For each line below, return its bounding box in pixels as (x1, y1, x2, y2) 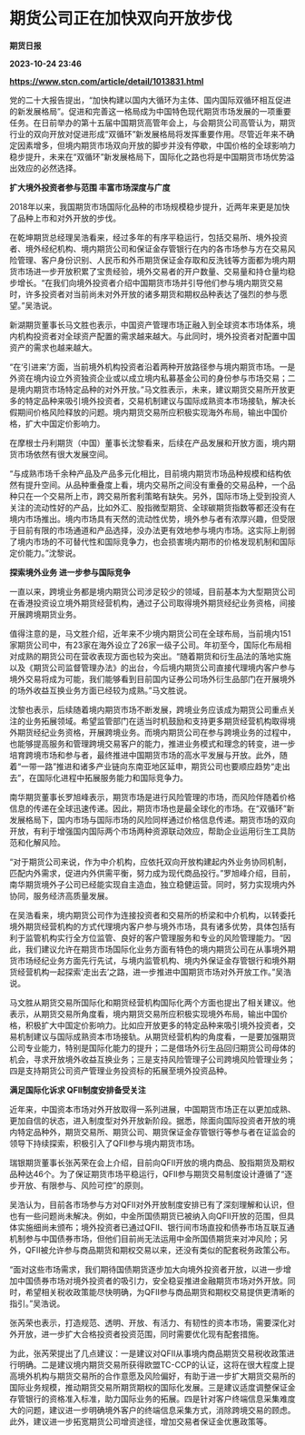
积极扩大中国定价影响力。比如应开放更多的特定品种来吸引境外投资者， (25, 1019, 288, 1031)
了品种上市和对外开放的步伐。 (9, 213, 121, 223)
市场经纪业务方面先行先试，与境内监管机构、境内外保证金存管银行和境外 (16, 955, 288, 965)
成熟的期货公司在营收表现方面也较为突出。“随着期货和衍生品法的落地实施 (16, 650, 292, 661)
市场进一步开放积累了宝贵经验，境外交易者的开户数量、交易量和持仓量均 (16, 265, 288, 277)
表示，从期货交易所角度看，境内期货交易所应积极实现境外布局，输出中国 (9, 1008, 280, 1019)
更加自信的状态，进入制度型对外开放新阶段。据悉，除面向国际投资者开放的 (9, 1114, 288, 1126)
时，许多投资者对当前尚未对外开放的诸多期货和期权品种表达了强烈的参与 (9, 288, 280, 300)
